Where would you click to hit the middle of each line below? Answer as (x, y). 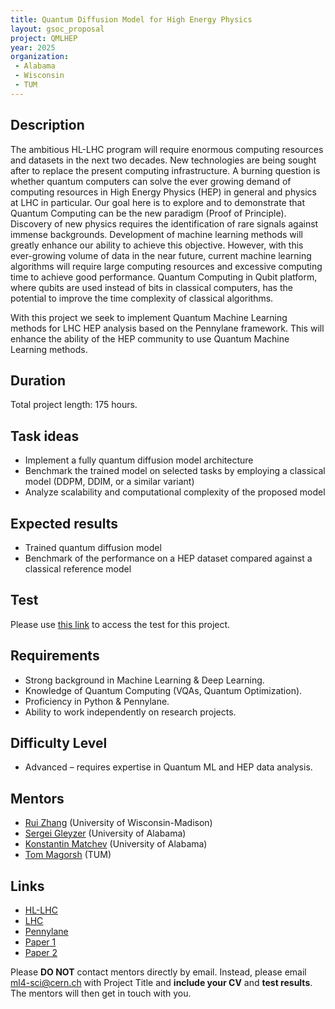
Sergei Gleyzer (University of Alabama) (105, 833)
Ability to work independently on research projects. (130, 712)
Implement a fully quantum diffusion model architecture (139, 460)
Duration (38, 380)
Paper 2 (41, 953)
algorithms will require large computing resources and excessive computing (166, 266)
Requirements (55, 656)
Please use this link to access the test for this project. (120, 624)
